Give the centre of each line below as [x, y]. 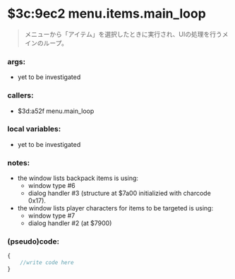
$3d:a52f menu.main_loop [56, 111]
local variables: [34, 129]
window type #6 [52, 186]
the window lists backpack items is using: [78, 178]
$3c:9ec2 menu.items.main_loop [107, 14]
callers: [20, 95]
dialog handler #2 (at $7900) [70, 223]
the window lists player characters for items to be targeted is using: [115, 208]
